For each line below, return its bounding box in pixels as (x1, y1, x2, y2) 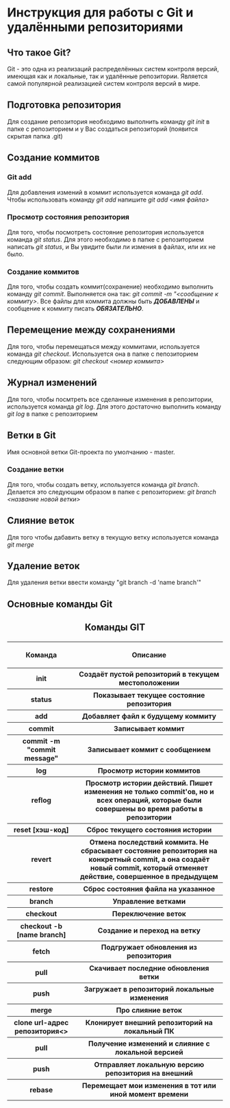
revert (31, 855, 52, 865)
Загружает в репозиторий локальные (84, 985, 214, 994)
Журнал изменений (7, 377, 97, 389)
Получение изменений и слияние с (88, 1039, 210, 1048)
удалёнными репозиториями (7, 19, 183, 35)
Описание (131, 650, 166, 660)
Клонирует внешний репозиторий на (85, 1018, 214, 1028)
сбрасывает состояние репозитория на (81, 846, 218, 856)
